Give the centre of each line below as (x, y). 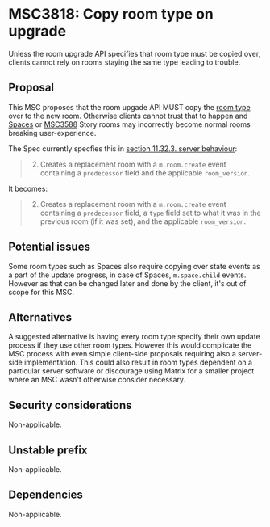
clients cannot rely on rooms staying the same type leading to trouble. (125, 62)
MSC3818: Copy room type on (111, 14)
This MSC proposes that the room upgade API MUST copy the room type (130, 107)
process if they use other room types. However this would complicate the (130, 345)
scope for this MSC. (42, 292)
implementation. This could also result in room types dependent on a (138, 363)
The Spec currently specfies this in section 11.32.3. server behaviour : (123, 148)
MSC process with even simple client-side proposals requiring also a (122, 354)
